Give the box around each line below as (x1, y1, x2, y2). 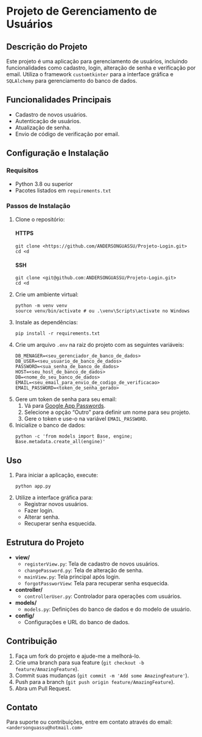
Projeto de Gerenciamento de (6, 4, 157, 18)
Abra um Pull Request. (15, 685, 71, 692)
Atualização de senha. (15, 124, 71, 131)
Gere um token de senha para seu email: (15, 396, 117, 403)
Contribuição (6, 636, 58, 647)
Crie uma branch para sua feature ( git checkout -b (15, 658, 144, 666)
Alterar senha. (24, 513, 60, 521)
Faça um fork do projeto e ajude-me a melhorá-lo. (15, 652, 141, 660)
